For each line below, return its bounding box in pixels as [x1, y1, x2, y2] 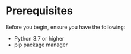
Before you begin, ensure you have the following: [5, 23, 126, 31]
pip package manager [14, 41, 68, 48]
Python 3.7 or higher [14, 35, 65, 42]
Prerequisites [5, 4, 74, 18]
